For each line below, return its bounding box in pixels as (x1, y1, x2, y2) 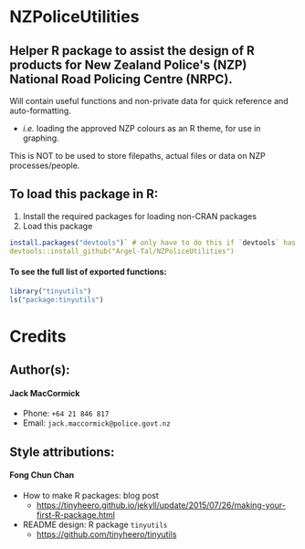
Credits (9, 326, 67, 346)
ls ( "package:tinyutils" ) (9, 295, 104, 304)
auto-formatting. (9, 105, 71, 116)
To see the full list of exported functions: (9, 267, 167, 278)
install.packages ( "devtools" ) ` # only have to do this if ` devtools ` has (9, 238, 297, 248)
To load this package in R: (9, 186, 159, 202)
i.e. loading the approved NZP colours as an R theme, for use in (22, 123, 261, 133)
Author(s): (9, 363, 70, 378)
